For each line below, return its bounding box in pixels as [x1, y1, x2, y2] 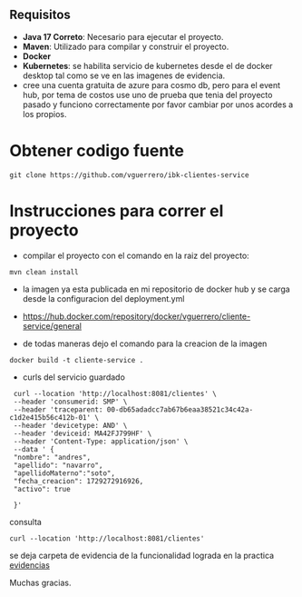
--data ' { [13, 444, 54, 453]
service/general [22, 320, 83, 331]
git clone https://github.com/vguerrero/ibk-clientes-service [9, 170, 249, 180]
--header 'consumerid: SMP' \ [13, 397, 128, 406]
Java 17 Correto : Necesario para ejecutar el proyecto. [22, 31, 224, 42]
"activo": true [13, 484, 71, 493]
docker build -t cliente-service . [9, 355, 144, 364]
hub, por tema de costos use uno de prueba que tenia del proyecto [22, 89, 273, 100]
